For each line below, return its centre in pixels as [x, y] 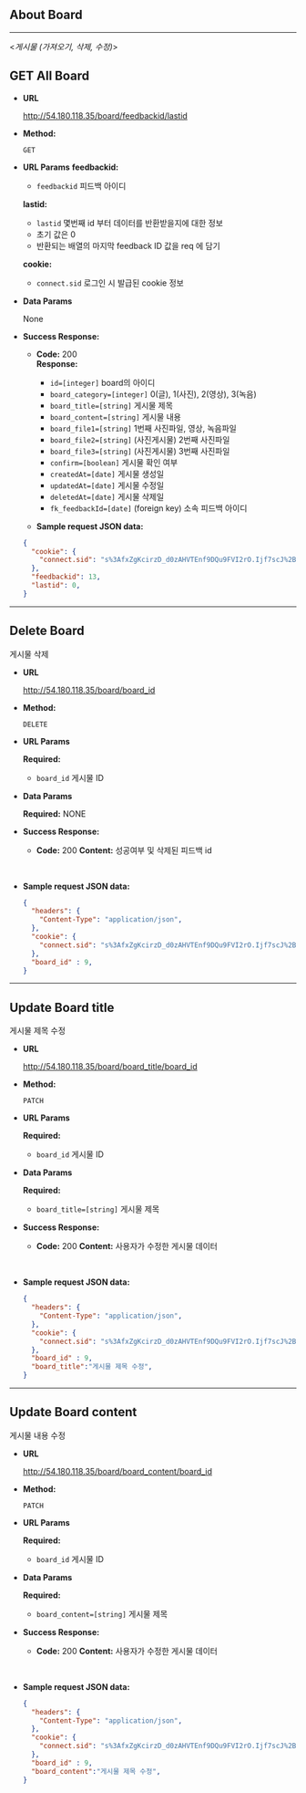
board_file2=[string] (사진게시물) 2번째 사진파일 [140, 439]
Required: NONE [54, 813]
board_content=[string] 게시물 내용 [116, 417]
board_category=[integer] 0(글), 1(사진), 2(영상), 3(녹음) [153, 394]
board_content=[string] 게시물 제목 [102, 1613]
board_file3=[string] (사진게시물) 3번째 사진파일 [140, 451]
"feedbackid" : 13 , [66, 577]
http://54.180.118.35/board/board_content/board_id [117, 1471]
